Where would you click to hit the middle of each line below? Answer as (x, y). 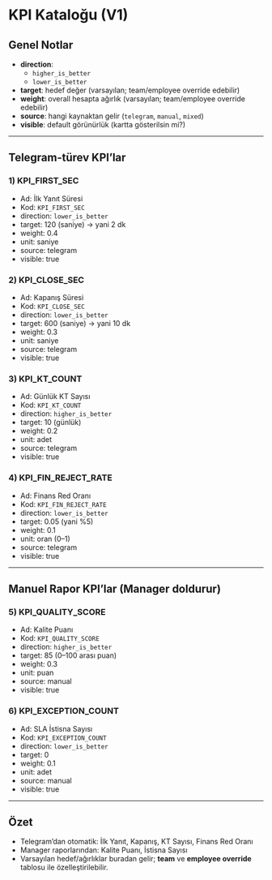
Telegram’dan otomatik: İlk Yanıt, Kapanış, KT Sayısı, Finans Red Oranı (136, 842)
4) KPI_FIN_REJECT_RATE (60, 478)
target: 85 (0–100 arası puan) (68, 655)
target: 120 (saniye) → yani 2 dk (73, 224)
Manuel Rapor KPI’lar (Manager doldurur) (115, 588)
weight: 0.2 (39, 431)
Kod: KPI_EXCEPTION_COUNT (63, 737)
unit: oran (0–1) (45, 539)
